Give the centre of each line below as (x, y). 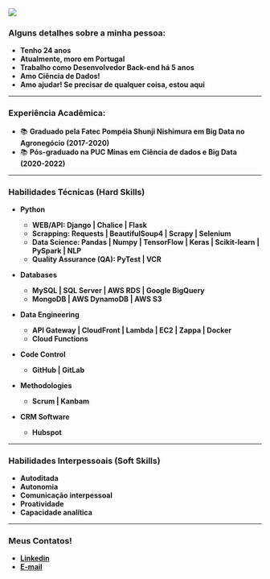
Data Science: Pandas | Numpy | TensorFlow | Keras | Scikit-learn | (145, 242)
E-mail (31, 567)
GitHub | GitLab (58, 370)
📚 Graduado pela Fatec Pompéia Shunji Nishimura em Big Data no (132, 131)
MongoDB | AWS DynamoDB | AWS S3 (97, 299)
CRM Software (45, 416)
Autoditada (39, 478)
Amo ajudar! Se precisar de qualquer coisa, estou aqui (112, 85)
